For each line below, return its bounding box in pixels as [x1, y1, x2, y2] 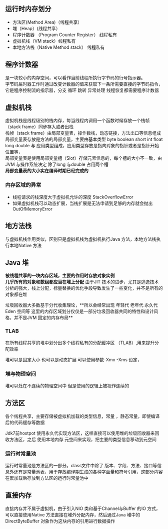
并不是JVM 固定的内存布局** [13, 314, 73, 321]
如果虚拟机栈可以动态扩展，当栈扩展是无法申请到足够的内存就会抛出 [12, 200, 153, 206]
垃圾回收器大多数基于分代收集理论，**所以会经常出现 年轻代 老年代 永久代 [5, 302, 158, 308]
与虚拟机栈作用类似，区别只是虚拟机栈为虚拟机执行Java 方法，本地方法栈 [5, 236, 156, 242]
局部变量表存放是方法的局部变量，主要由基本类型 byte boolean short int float [5, 136, 163, 142]
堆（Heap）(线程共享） [12, 25, 61, 31]
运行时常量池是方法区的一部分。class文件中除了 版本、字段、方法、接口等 [5, 463, 157, 469]
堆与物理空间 [5, 370, 36, 377]
